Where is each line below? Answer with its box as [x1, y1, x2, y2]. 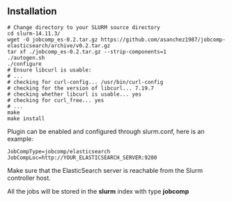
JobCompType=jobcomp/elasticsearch [7, 148, 111, 155]
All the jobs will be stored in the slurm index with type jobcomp [7, 187, 190, 195]
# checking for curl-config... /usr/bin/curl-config [7, 78, 164, 85]
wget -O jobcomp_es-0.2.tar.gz [7, 36, 98, 43]
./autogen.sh [7, 54, 45, 61]
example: [7, 135, 33, 143]
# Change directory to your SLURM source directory [7, 24, 160, 31]
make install [7, 115, 45, 122]
